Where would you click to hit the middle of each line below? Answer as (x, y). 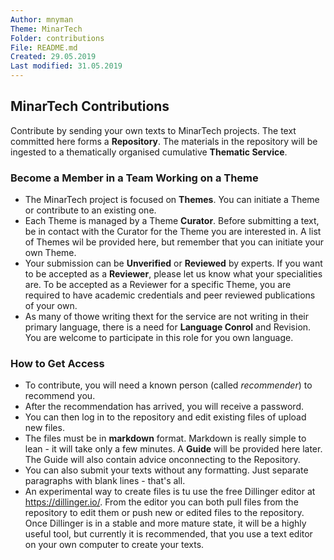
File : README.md (44, 47)
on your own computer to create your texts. (114, 545)
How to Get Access (57, 364)
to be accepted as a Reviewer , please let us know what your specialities (173, 274)
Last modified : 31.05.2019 (66, 66)
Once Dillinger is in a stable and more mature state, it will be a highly (165, 523)
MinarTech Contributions (90, 106)
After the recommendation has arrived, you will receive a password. (164, 407)
